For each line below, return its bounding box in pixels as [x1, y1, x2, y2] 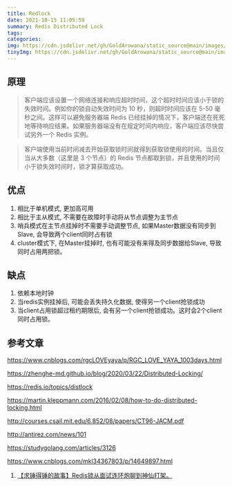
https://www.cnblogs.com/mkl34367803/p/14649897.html [7, 457, 173, 465]
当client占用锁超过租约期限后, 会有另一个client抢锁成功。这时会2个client [17, 306, 222, 315]
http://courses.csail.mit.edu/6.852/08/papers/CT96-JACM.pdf [7, 417, 184, 425]
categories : [7, 36, 41, 43]
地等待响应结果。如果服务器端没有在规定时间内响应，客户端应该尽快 [23, 122, 218, 130]
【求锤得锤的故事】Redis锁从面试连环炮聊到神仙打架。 [17, 471, 173, 480]
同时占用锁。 [17, 315, 54, 324]
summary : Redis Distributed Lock [7, 23, 104, 30]
